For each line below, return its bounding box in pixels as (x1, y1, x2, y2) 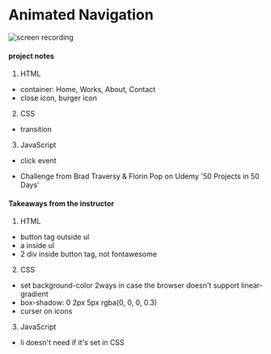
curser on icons (19, 306, 73, 316)
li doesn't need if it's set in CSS (19, 338, 125, 348)
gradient (19, 289, 49, 299)
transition (19, 124, 53, 134)
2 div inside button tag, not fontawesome (19, 249, 158, 259)
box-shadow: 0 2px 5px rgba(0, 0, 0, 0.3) (19, 297, 158, 308)
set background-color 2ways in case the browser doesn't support (19, 280, 240, 290)
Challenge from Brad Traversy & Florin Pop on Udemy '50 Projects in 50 (19, 171, 260, 181)
